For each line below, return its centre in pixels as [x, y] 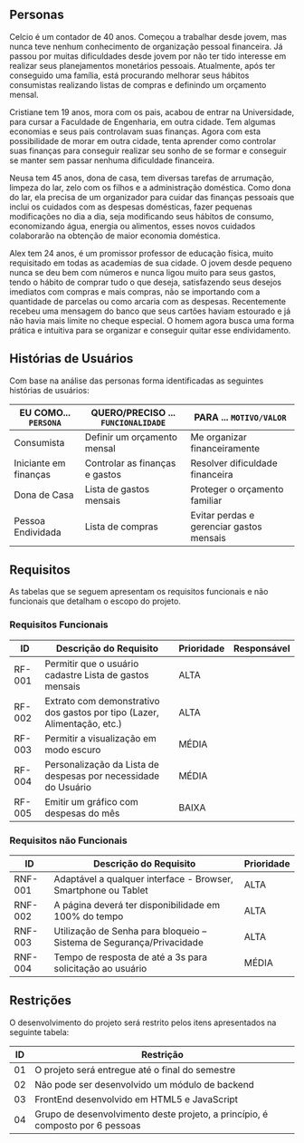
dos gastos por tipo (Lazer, [102, 712]
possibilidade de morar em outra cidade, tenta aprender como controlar [143, 140]
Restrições [41, 1001]
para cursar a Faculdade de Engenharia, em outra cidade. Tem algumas [142, 121]
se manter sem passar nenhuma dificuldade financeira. [112, 160]
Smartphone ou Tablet [101, 890]
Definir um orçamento [131, 437]
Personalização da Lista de [102, 764]
